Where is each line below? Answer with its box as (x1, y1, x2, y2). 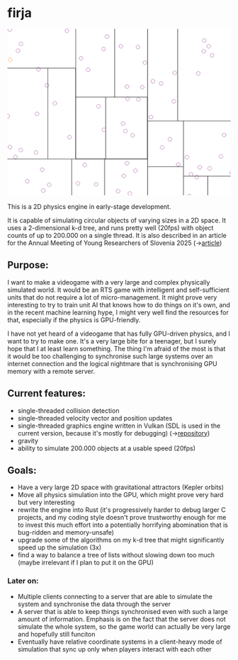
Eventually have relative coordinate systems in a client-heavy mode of (17, 637, 222, 646)
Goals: (7, 464, 37, 476)
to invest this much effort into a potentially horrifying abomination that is (17, 520, 228, 529)
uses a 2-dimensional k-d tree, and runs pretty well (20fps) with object (7, 223, 214, 232)
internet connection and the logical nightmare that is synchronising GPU (7, 359, 217, 368)
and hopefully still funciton (17, 630, 96, 638)
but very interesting (17, 498, 75, 507)
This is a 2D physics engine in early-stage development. (7, 202, 171, 210)
